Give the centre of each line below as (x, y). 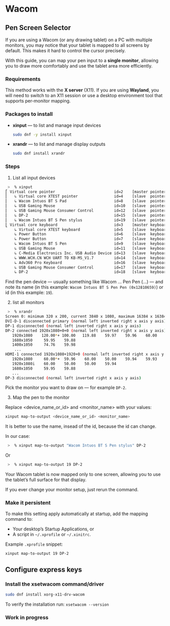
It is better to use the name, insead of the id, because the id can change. (81, 426)
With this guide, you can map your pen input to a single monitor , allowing (82, 61)
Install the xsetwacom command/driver (55, 584)
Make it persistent (28, 502)
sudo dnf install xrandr (39, 154)
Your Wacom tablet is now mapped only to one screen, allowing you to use (83, 474)
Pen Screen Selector (38, 28)
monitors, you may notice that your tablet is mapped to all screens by (77, 45)
